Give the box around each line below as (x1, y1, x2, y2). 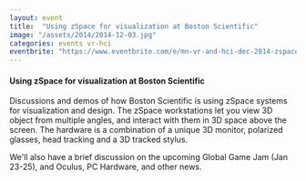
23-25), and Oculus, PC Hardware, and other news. (9, 161, 202, 173)
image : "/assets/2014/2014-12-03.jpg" (9, 30, 157, 39)
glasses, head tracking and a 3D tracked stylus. (9, 134, 189, 146)
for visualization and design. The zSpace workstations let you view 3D (9, 106, 273, 116)
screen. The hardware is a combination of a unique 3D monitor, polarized (9, 125, 284, 136)
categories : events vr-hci (9, 38, 112, 48)
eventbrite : (9, 47, 55, 56)
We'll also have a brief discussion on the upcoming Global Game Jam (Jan (9, 152, 289, 163)
